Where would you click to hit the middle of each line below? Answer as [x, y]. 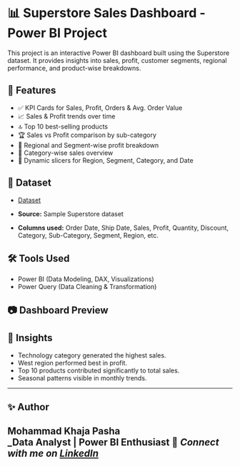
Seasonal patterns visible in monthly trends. [82, 378]
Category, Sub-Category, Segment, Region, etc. [88, 235]
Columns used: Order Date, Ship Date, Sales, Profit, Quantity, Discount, [123, 228]
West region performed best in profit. [72, 363]
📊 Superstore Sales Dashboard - [106, 13]
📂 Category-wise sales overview [65, 153]
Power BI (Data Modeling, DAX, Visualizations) [86, 279]
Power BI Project [57, 33]
